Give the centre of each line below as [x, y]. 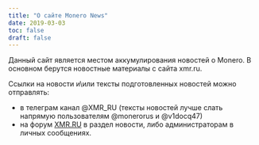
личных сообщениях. [56, 133]
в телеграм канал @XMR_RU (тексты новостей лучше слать [121, 108]
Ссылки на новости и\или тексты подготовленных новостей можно [122, 84]
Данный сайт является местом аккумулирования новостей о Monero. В [130, 60]
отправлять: [29, 93]
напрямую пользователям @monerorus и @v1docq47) [111, 116]
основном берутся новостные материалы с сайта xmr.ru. [105, 69]
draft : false [30, 38]
